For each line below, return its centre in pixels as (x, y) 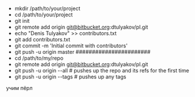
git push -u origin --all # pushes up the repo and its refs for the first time (102, 70)
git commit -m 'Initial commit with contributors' (71, 46)
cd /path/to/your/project (44, 15)
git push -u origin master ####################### (83, 52)
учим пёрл (19, 88)
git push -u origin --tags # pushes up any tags (70, 77)
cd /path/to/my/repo (39, 58)
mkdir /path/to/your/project (47, 8)
